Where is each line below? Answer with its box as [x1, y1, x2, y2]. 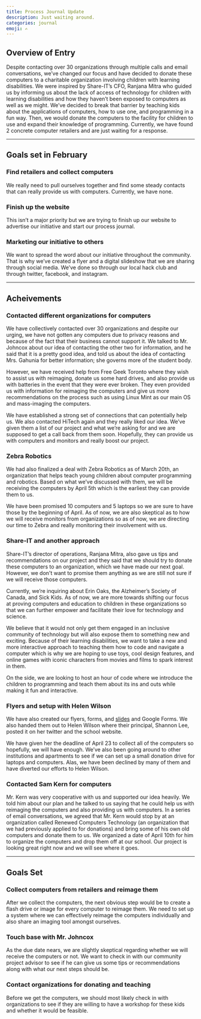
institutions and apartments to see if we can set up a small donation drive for [6, 752, 195, 759]
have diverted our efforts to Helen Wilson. [6, 765, 109, 772]
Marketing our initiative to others [6, 238, 104, 246]
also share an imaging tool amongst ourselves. [6, 918, 121, 925]
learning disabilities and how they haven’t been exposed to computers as [6, 95, 187, 102]
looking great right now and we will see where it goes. [6, 844, 139, 851]
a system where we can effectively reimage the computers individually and [6, 911, 191, 918]
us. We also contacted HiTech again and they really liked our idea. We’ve [6, 418, 185, 425]
